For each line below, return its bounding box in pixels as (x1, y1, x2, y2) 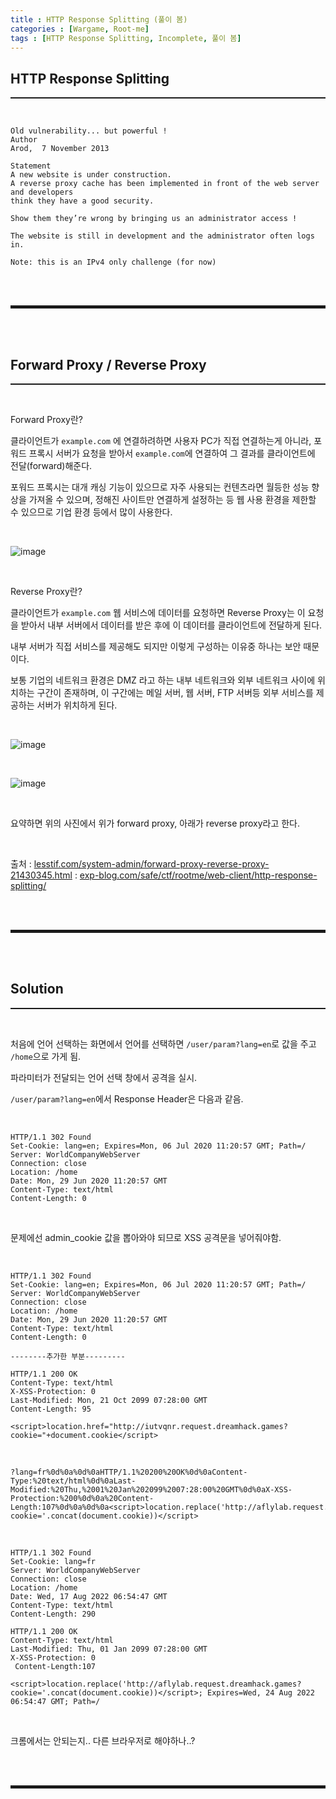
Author (10, 135, 38, 145)
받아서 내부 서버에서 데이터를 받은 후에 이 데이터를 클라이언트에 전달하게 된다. (20, 619, 323, 631)
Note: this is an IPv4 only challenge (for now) (10, 257, 217, 268)
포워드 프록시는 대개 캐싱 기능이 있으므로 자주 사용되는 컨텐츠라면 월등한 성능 (10, 481, 310, 493)
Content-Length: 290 (10, 1609, 97, 1619)
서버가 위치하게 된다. (36, 699, 118, 711)
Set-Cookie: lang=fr (10, 1556, 97, 1566)
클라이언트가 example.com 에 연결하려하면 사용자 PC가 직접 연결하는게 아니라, (10, 435, 312, 446)
